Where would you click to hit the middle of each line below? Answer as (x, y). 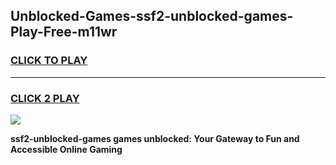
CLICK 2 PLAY (45, 98)
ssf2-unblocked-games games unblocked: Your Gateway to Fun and (155, 138)
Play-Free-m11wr (64, 32)
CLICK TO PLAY (49, 61)
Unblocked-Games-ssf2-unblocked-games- (152, 16)
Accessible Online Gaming (66, 149)
